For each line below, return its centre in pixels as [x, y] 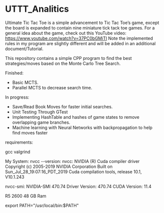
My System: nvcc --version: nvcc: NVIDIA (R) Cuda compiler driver [72, 161]
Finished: [14, 73]
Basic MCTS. [25, 82]
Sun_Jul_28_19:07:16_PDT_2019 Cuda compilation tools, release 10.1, [73, 172]
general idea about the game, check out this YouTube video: [66, 33]
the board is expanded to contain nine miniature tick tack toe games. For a [80, 27]
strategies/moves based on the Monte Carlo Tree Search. [63, 63]
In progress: [17, 97]
